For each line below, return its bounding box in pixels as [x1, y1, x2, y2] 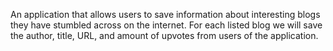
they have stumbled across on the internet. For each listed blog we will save [10, 19, 323, 31]
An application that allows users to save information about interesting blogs [10, 9, 321, 20]
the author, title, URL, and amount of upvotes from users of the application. [10, 30, 319, 41]
